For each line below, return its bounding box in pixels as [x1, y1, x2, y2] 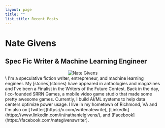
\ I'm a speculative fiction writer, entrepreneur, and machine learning [5, 75, 144, 81]
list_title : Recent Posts [5, 16, 58, 21]
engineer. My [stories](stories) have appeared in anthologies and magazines [5, 81, 160, 87]
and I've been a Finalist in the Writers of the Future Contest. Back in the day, [5, 86, 160, 92]
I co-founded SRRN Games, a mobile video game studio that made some [5, 91, 152, 97]
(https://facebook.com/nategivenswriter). [5, 117, 89, 123]
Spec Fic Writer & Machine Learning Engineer [5, 57, 147, 65]
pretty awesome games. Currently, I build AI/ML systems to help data [5, 96, 146, 102]
